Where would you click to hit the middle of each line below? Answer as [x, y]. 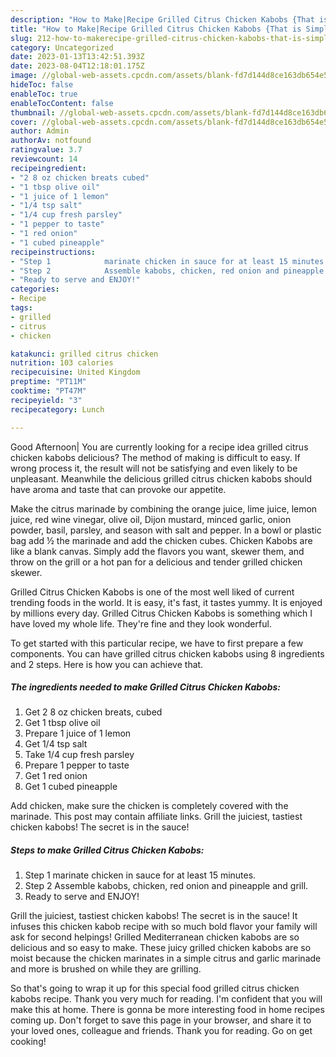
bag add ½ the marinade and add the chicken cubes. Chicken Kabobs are [161, 540]
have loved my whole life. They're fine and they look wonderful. [141, 623]
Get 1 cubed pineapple [71, 787]
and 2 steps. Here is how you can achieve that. [107, 664]
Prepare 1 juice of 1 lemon [78, 733]
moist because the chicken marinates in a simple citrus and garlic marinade [166, 958]
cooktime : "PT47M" [48, 391]
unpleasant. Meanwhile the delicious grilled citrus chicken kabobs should [161, 478]
